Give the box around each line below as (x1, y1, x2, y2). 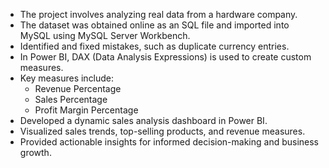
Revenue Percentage (34, 83, 122, 94)
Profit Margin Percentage (34, 104, 139, 116)
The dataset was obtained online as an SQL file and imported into (19, 19, 290, 31)
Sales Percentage (34, 94, 108, 105)
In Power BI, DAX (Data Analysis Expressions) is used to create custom (19, 51, 312, 63)
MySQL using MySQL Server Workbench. (19, 30, 191, 41)
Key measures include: (19, 72, 115, 84)
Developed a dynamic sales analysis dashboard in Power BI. (19, 115, 268, 126)
